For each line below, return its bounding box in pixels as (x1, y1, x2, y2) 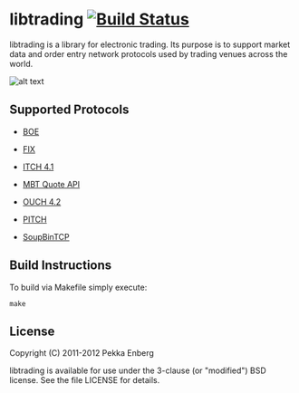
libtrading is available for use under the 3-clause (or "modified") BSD (9, 365, 267, 376)
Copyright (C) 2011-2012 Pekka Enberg (9, 348, 154, 359)
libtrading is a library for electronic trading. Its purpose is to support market (9, 39, 291, 50)
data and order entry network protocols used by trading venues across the (9, 48, 288, 59)
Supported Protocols (9, 102, 130, 118)
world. (9, 58, 34, 69)
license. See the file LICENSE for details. (9, 375, 160, 386)
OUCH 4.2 (22, 196, 62, 207)
